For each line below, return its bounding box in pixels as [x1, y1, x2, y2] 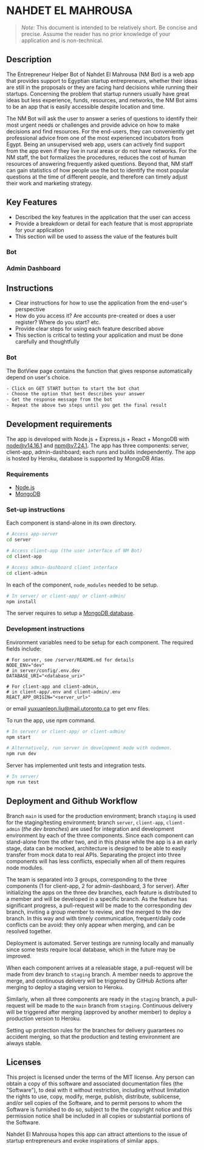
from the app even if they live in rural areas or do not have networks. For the [6, 147, 197, 154]
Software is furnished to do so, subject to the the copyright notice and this [6, 1106, 192, 1113]
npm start [6, 734, 32, 740]
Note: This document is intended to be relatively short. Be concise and [21, 24, 197, 31]
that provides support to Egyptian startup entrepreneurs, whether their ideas [6, 77, 198, 84]
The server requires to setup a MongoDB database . [6, 610, 135, 617]
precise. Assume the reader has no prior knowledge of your [21, 30, 171, 37]
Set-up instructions [6, 506, 66, 514]
